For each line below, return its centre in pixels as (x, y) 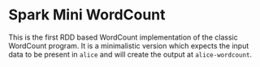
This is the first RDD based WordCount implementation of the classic (123, 37)
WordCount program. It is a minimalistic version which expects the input (129, 45)
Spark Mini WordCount (87, 15)
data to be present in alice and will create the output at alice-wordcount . (130, 54)
